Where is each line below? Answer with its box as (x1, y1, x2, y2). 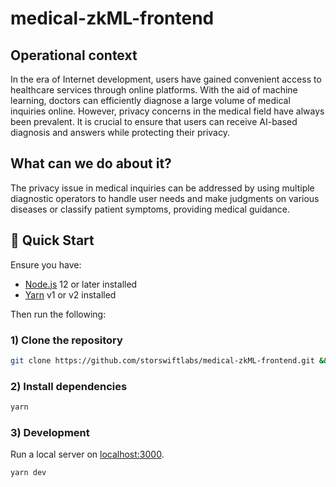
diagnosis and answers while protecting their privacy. (10, 127, 230, 138)
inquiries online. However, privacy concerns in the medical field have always (10, 105, 325, 117)
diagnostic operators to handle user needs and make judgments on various (10, 192, 320, 204)
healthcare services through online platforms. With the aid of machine (10, 84, 298, 96)
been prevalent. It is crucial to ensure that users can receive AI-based (10, 116, 298, 127)
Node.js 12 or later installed (24, 278, 138, 290)
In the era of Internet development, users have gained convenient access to (10, 73, 322, 85)
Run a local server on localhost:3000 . (10, 448, 165, 461)
